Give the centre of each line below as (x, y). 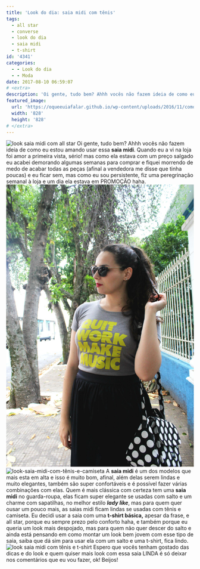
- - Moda (22, 75)
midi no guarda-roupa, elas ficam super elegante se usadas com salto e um (99, 497)
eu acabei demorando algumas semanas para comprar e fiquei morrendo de (100, 163)
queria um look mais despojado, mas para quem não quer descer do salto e (99, 528)
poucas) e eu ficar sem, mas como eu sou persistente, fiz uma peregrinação (100, 175)
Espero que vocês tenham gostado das (141, 547)
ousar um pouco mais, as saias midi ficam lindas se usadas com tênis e (94, 509)
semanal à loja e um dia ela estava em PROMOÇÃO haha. (76, 181)
